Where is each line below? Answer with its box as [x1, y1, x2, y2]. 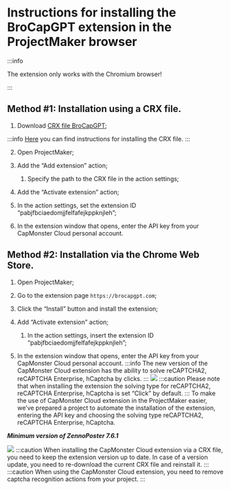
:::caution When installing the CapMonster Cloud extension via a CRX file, [15, 445, 223, 454]
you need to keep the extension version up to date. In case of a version [7, 453, 208, 461]
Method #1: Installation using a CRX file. [7, 103, 182, 115]
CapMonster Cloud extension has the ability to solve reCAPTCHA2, [16, 366, 207, 375]
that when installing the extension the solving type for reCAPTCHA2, [16, 382, 211, 390]
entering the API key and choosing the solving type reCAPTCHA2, [16, 410, 204, 419]
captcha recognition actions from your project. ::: [7, 475, 146, 483]
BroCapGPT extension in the [7, 19, 172, 35]
